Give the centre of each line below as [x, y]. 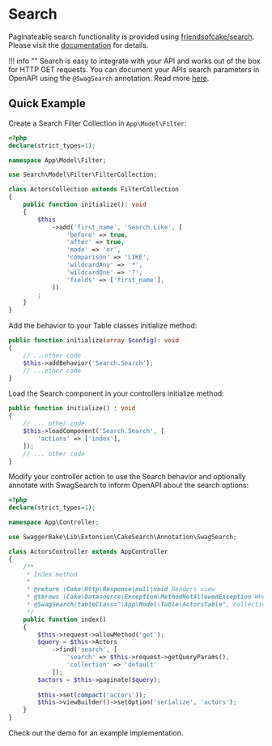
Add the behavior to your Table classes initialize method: [103, 326]
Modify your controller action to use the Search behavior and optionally [127, 477]
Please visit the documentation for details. [79, 45]
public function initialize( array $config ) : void [94, 341]
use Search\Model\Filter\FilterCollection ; [83, 175]
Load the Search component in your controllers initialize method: [116, 393]
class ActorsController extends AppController [88, 551]
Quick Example [47, 103]
